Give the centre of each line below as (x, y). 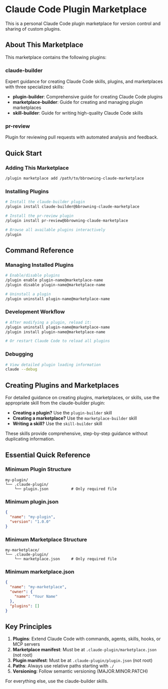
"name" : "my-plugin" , (33, 517)
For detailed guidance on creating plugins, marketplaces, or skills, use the (82, 398)
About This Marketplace (44, 45)
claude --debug (21, 369)
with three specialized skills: (35, 87)
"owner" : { (21, 592)
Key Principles (29, 627)
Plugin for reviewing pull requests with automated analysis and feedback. (82, 137)
